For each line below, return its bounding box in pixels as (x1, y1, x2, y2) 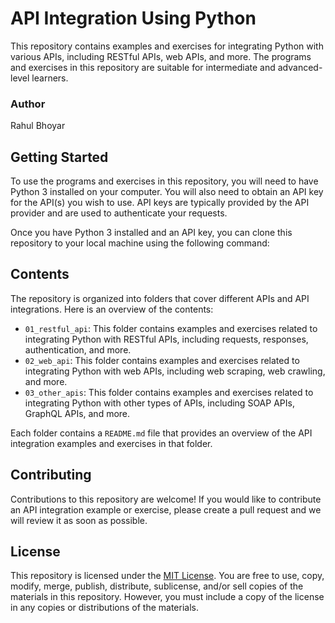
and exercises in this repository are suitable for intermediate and (10, 61, 276, 73)
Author (10, 97, 46, 111)
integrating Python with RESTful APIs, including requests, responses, (24, 333, 309, 345)
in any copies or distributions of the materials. (10, 602, 199, 614)
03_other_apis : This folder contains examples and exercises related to (24, 386, 314, 398)
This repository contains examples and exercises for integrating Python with (10, 40, 324, 52)
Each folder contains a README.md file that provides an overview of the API (10, 427, 313, 439)
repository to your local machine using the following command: (10, 237, 270, 249)
